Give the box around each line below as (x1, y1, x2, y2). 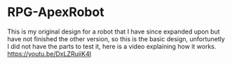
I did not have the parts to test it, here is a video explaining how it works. (7, 42, 217, 50)
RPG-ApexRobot (7, 4, 104, 20)
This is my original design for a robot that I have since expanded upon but (7, 27, 220, 36)
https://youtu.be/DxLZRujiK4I (7, 50, 92, 58)
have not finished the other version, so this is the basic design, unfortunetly (7, 34, 226, 43)
